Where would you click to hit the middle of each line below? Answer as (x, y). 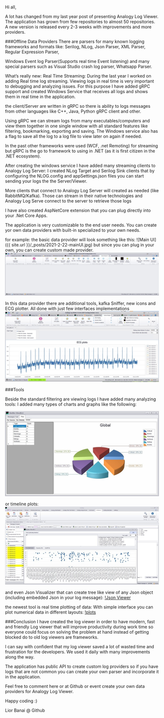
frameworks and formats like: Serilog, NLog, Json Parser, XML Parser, (75, 47)
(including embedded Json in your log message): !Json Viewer (68, 598)
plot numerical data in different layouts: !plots (51, 612)
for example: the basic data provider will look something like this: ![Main (77, 239)
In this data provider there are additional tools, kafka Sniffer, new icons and (81, 303)
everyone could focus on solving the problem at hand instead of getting (77, 632)
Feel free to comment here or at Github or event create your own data (75, 686)
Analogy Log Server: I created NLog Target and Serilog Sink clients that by (80, 171)
